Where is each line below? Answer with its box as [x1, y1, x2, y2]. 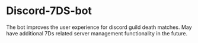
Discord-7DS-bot [6, 4, 92, 18]
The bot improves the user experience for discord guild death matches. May [6, 24, 192, 31]
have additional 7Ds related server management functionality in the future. [6, 29, 188, 37]
